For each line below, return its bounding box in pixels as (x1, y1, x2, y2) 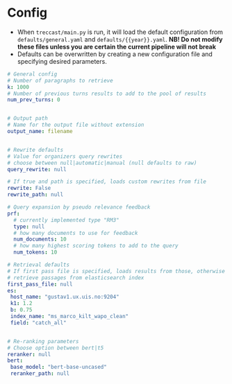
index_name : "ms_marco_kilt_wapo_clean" (10, 313, 129, 320)
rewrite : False (7, 185, 51, 192)
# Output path (7, 115, 49, 122)
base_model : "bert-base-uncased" (10, 364, 108, 371)
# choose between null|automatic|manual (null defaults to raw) (7, 159, 197, 166)
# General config (7, 71, 58, 78)
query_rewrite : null (7, 166, 67, 173)
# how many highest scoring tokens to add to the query (13, 243, 179, 250)
